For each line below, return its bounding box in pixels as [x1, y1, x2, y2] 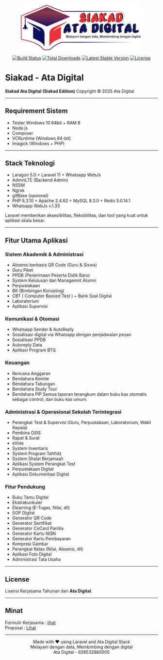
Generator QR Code [12, 515, 52, 521]
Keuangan [5, 359, 30, 366]
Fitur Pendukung [5, 483, 45, 490]
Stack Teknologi [5, 159, 55, 167]
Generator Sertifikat [12, 520, 52, 526]
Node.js [12, 125, 28, 131]
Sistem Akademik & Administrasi [5, 251, 84, 257]
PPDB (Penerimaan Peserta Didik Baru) [12, 273, 90, 278]
